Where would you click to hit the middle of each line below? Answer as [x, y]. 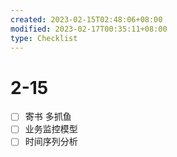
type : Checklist [44, 38]
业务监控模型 [51, 129]
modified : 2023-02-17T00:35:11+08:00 [89, 29]
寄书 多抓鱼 [48, 117]
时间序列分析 [51, 142]
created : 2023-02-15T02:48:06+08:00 [86, 19]
